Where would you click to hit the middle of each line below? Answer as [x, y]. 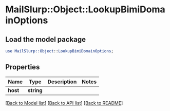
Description [62, 82]
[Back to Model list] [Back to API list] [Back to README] [64, 103]
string [35, 90]
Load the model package [46, 39]
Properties [23, 67]
